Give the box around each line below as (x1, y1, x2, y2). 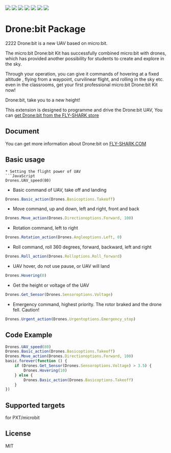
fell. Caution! (12, 307, 40, 313)
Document (5, 127, 39, 136)
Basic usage (5, 156, 45, 164)
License (5, 429, 31, 438)
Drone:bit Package (5, 23, 86, 35)
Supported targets (5, 401, 65, 410)
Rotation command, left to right (12, 225, 78, 231)
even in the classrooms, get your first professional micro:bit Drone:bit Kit (5, 82, 158, 88)
